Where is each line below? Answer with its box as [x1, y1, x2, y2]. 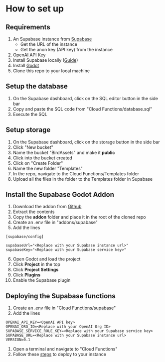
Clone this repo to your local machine [12, 68, 90, 74]
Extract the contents [12, 209, 55, 215]
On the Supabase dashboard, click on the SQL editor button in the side [12, 95, 159, 101]
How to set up [5, 3, 64, 14]
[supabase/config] [5, 235, 44, 240]
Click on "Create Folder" [12, 160, 63, 166]
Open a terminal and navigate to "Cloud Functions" [12, 346, 118, 352]
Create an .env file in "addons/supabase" [12, 220, 98, 226]
